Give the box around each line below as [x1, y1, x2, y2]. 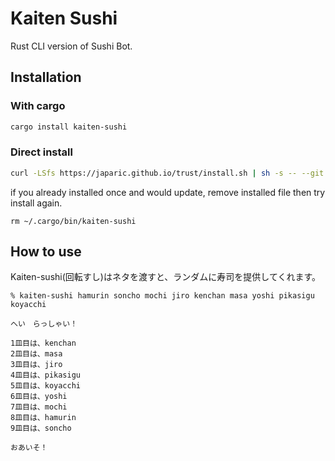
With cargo [10, 99, 66, 113]
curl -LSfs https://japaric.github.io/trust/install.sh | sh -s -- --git [10, 168, 325, 178]
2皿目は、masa [10, 349, 63, 359]
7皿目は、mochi [10, 402, 68, 412]
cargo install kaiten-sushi [10, 122, 128, 132]
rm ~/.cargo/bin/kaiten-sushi [10, 216, 137, 226]
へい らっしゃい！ [10, 319, 78, 329]
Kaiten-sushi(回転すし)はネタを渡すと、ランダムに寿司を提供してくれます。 [10, 271, 322, 283]
